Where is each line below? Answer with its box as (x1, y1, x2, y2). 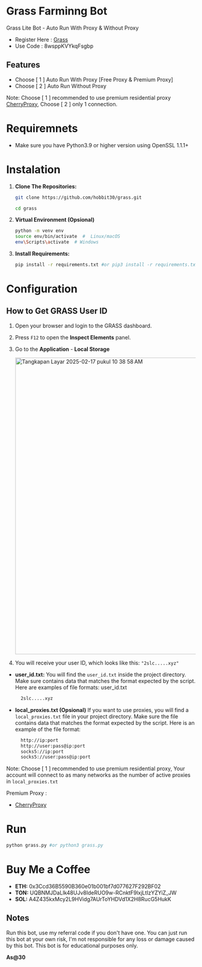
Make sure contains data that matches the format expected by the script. (14, 677, 196, 684)
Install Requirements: (14, 250, 70, 257)
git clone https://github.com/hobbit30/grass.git (14, 194, 142, 201)
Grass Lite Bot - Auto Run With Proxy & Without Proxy (6, 24, 139, 31)
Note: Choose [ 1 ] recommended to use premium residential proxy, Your (6, 765, 185, 773)
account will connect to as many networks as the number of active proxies (6, 771, 191, 779)
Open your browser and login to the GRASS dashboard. (14, 322, 152, 329)
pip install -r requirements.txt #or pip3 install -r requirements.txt (14, 262, 198, 268)
